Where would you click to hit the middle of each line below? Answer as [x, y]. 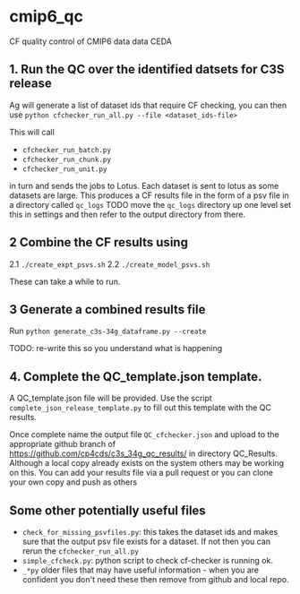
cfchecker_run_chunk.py [67, 159]
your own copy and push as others [73, 482]
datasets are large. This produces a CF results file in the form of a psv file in [149, 195]
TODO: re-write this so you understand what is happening [116, 349]
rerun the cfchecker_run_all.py [80, 551]
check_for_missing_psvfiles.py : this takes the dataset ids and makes [150, 532]
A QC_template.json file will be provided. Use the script [111, 398]
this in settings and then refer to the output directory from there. [128, 214]
